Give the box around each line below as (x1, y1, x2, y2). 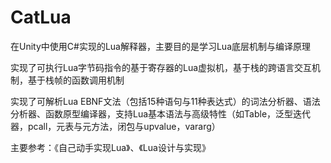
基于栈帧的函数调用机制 (27, 74, 125, 86)
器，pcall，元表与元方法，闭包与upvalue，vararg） (10, 120, 221, 132)
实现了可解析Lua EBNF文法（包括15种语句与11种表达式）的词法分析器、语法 (10, 95, 321, 107)
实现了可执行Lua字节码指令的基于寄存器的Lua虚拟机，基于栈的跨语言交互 (10, 61, 313, 73)
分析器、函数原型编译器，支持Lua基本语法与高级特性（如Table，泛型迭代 (10, 107, 312, 120)
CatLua (10, 6, 72, 29)
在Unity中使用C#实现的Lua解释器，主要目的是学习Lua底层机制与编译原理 (10, 40, 312, 52)
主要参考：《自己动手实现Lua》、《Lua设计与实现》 (10, 141, 211, 153)
